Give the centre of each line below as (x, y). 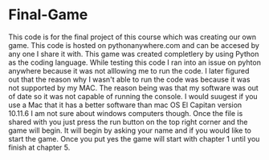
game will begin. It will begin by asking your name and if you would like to (130, 130)
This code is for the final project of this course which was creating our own (132, 37)
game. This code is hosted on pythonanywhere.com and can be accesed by (134, 45)
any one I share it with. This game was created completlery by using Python (134, 54)
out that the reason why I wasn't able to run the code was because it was (129, 79)
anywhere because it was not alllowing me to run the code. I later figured (129, 70)
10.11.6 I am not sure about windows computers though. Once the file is (126, 113)
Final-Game (48, 15)
